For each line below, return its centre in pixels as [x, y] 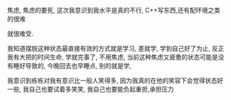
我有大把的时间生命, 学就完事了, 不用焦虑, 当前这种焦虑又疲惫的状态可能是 [113, 57]
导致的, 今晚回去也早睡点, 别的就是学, [78, 66]
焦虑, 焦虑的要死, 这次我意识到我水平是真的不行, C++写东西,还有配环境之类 [114, 10]
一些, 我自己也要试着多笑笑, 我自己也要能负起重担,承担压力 [91, 89]
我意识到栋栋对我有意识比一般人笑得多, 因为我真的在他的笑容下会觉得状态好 [115, 81]
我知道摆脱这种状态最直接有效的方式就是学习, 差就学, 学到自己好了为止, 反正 [115, 48]
